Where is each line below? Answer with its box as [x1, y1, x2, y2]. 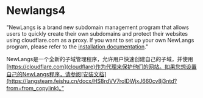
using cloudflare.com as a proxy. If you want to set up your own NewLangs [6, 36, 194, 44]
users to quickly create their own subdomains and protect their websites [6, 30, 188, 37]
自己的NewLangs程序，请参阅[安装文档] [6, 70, 107, 77]
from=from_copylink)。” [6, 84, 65, 91]
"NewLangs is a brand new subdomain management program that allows [6, 24, 189, 31]
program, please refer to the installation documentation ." [6, 43, 148, 50]
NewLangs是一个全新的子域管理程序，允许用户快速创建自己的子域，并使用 [6, 55, 193, 62]
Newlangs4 [6, 4, 66, 18]
